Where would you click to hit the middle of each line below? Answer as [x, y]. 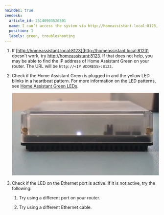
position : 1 [21, 31]
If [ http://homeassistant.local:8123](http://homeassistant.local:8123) [80, 51]
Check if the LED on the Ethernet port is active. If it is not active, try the [83, 183]
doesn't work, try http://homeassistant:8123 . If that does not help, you [82, 56]
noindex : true [19, 10]
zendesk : [13, 15]
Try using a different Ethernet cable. [55, 207]
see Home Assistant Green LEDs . [45, 86]
